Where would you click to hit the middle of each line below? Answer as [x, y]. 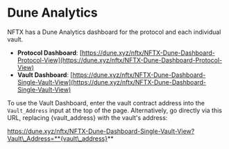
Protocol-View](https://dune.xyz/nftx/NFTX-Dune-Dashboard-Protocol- [120, 60]
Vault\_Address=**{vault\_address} [57, 138]
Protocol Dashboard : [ [50, 53]
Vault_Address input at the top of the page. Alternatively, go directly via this [115, 110]
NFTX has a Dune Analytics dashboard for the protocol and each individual [114, 32]
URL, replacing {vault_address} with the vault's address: [87, 117]
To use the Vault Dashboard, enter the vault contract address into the [106, 103]
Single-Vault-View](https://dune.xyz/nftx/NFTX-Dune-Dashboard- [112, 82]
